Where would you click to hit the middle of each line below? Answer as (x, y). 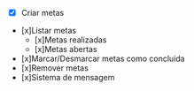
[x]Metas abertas (66, 49)
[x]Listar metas (49, 31)
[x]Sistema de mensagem (68, 78)
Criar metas (43, 13)
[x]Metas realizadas (70, 40)
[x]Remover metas (55, 68)
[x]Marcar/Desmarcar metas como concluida (103, 59)
